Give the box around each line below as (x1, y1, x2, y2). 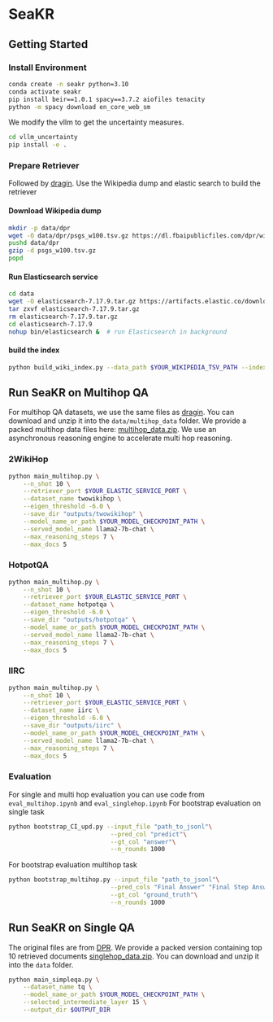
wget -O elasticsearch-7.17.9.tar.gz (8, 298, 136, 306)
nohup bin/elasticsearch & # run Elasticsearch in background (8, 327, 227, 336)
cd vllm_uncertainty (8, 133, 79, 142)
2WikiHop (8, 453, 49, 465)
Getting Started (8, 37, 89, 51)
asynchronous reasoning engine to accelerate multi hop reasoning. (8, 433, 233, 443)
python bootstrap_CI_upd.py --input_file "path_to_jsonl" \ (8, 823, 213, 831)
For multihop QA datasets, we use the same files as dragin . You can (8, 408, 235, 417)
